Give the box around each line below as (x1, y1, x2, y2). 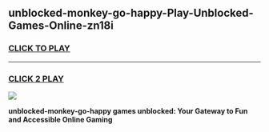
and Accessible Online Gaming (8, 114, 113, 124)
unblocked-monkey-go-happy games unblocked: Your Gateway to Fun (8, 106, 248, 115)
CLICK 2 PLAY (8, 73, 64, 84)
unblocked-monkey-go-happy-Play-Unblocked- (8, 6, 254, 20)
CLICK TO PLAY (8, 43, 70, 54)
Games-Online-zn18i (8, 19, 114, 33)
